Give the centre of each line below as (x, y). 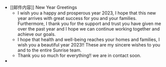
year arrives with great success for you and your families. (77, 18)
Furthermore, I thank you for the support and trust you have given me (89, 23)
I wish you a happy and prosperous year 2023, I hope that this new (87, 13)
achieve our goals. (37, 34)
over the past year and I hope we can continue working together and (89, 29)
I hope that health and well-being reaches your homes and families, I (89, 39)
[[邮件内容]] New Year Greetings (43, 7)
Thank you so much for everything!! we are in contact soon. (79, 55)
